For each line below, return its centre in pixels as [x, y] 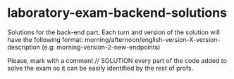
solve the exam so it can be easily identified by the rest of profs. [100, 68]
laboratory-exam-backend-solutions [117, 13]
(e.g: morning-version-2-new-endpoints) [101, 47]
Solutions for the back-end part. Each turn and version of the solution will [114, 32]
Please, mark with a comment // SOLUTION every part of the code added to [117, 60]
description [24, 47]
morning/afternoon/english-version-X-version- [152, 39]
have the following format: [45, 39]
